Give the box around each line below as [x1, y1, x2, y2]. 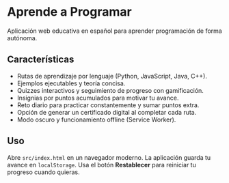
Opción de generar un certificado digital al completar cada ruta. [16, 108, 197, 116]
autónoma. [7, 33, 38, 42]
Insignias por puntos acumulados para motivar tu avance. [16, 94, 179, 102]
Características [7, 54, 75, 66]
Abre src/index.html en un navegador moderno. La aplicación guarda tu [7, 153, 211, 161]
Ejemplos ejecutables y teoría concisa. [16, 79, 126, 87]
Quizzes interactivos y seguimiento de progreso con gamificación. [16, 86, 204, 94]
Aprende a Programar [7, 4, 132, 20]
